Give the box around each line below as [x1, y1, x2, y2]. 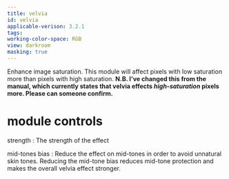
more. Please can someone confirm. [7, 89, 113, 97]
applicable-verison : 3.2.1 [7, 23, 85, 30]
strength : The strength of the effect [7, 136, 109, 145]
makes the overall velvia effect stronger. [7, 164, 121, 172]
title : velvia [7, 10, 48, 17]
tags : [7, 29, 23, 36]
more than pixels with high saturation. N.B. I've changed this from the [7, 74, 207, 83]
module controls [7, 114, 103, 129]
